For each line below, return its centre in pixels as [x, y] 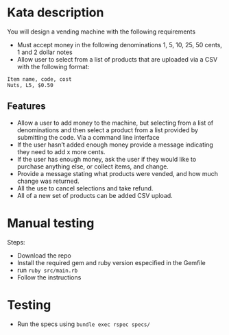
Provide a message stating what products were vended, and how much [117, 173]
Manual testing [51, 223]
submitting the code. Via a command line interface [88, 137]
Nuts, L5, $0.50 [30, 85]
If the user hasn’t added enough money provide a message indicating [115, 145]
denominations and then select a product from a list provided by [108, 130]
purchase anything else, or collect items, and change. [93, 166]
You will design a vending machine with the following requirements [101, 32]
